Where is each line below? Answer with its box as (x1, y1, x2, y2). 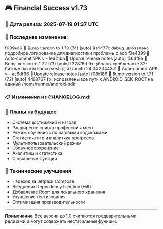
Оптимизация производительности (12, 199, 85, 205)
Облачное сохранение (12, 145, 59, 151)
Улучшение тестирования (12, 194, 66, 200)
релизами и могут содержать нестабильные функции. (5, 218, 117, 224)
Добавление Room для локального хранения (12, 189, 106, 195)
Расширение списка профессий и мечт (12, 124, 94, 130)
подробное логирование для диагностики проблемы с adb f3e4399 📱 (5, 50, 150, 56)
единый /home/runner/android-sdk (5, 81, 76, 87)
